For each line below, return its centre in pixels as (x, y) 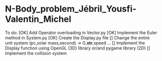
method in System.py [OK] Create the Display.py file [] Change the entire (77, 38)
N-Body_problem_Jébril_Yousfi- (71, 9)
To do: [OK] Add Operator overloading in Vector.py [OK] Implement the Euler (81, 32)
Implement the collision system (36, 53)
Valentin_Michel (38, 19)
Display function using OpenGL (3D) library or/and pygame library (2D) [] (78, 48)
